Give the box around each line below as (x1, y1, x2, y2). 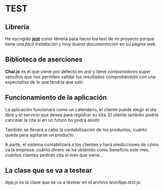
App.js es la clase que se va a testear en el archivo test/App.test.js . (5, 179, 142, 186)
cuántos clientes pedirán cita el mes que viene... (5, 152, 104, 158)
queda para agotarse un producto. (5, 132, 75, 138)
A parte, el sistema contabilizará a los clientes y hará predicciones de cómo (5, 142, 159, 147)
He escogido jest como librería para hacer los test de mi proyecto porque (5, 36, 155, 42)
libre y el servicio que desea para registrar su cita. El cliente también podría (5, 112, 159, 118)
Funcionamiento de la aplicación (5, 94, 107, 102)
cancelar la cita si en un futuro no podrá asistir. (5, 117, 101, 123)
